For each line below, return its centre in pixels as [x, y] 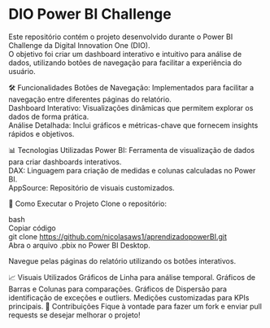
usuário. [22, 71]
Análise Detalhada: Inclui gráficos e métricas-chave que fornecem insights [133, 125]
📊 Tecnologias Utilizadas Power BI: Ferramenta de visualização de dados [131, 150]
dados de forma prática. [49, 116]
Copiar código [32, 228]
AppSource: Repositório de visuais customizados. [91, 187]
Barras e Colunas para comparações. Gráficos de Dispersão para [118, 289]
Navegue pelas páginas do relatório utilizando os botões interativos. [122, 260]
